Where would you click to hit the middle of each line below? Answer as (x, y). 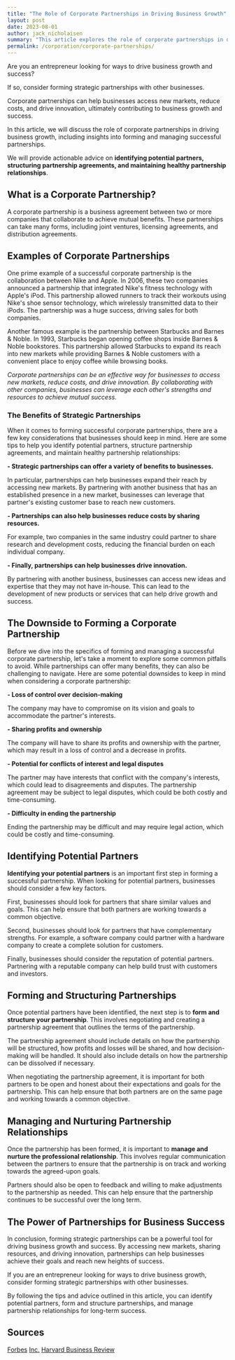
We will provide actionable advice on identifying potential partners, (106, 158)
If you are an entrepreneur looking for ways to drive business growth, (107, 1274)
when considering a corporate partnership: (69, 681)
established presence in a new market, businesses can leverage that (106, 494)
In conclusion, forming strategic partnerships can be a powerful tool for (110, 1239)
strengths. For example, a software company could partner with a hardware (116, 937)
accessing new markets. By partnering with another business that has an (112, 487)
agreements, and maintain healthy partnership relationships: (94, 452)
